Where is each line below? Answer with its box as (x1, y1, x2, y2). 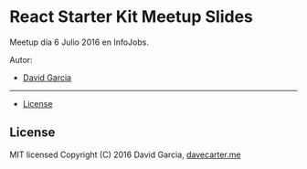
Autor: (9, 54, 34, 65)
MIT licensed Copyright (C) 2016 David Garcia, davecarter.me (9, 149, 241, 160)
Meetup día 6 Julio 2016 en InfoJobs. (9, 37, 149, 48)
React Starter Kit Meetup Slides (9, 6, 253, 27)
